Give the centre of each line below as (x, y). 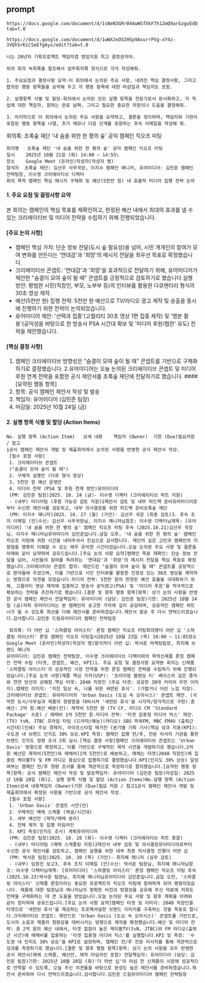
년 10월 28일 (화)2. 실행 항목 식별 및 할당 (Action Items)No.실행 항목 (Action (101, 780)
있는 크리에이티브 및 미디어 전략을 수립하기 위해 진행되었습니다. (81, 217)
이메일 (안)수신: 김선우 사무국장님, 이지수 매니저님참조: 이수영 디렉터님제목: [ (100, 521)
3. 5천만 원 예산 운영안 (35, 482)
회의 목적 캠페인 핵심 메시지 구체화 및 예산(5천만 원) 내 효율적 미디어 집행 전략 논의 (101, 181)
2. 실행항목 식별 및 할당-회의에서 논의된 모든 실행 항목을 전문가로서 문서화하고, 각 (98, 99)
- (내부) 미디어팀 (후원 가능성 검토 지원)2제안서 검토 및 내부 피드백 (85, 502)
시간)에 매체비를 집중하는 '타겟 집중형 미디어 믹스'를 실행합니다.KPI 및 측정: (99, 935)
